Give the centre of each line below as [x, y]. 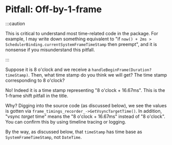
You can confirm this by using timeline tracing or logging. [66, 122]
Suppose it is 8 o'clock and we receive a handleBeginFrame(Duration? [79, 69]
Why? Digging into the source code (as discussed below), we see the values [86, 105]
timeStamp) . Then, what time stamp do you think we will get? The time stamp [86, 75]
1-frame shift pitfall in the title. [37, 95]
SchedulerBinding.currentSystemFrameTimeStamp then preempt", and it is [81, 44]
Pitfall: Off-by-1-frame [54, 9]
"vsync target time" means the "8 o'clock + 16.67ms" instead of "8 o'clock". [85, 116]
